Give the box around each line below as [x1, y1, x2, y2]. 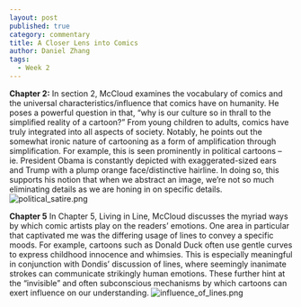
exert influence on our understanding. [9, 287, 150, 298]
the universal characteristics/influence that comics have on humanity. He [9, 97, 279, 108]
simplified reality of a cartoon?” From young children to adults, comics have [9, 116, 289, 127]
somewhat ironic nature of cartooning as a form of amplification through [9, 136, 277, 147]
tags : [9, 55, 30, 64]
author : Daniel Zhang [9, 47, 91, 56]
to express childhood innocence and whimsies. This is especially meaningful [9, 248, 293, 259]
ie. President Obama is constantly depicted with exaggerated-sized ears [9, 155, 277, 166]
